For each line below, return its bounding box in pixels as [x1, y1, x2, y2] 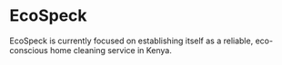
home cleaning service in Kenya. [49, 44, 173, 55]
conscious [9, 44, 48, 55]
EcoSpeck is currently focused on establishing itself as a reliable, [9, 35, 254, 46]
